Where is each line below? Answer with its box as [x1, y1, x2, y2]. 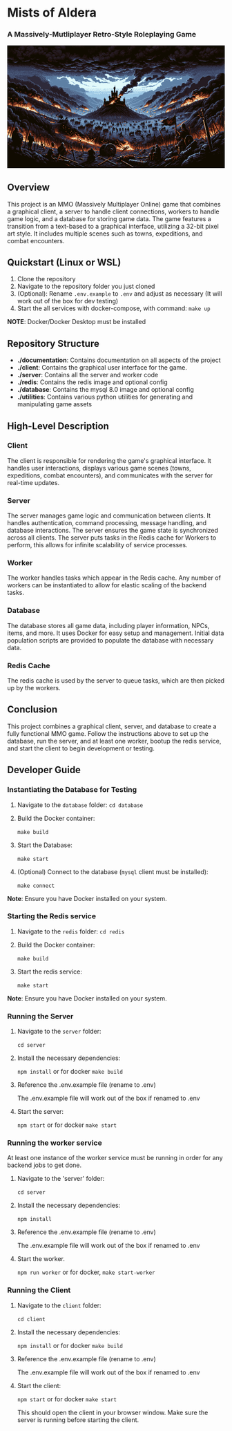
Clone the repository [17, 275, 76, 283]
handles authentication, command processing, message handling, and [7, 519, 207, 527]
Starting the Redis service [7, 911, 97, 921]
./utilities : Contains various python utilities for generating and [17, 392, 193, 401]
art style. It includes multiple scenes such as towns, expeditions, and [7, 229, 203, 238]
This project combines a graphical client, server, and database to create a [7, 722, 217, 730]
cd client [17, 1316, 46, 1323]
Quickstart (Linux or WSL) [7, 256, 122, 268]
